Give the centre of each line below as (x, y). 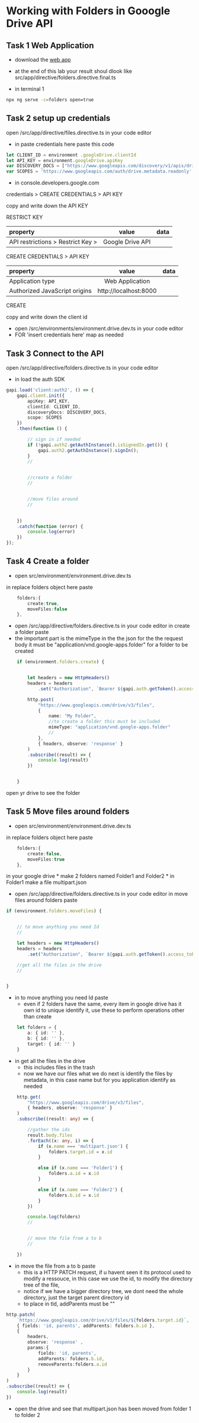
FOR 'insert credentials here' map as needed (69, 335)
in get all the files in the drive (50, 1061)
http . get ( (29, 1097)
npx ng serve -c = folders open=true (50, 100)
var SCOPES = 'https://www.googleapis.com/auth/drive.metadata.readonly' (99, 171)
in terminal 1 (29, 89)
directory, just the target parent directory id (76, 1297)
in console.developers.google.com (57, 183)
